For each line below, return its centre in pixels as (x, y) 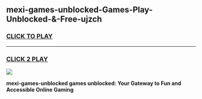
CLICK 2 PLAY (27, 59)
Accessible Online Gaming (40, 89)
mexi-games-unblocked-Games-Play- (80, 10)
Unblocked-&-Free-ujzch (54, 19)
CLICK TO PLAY (29, 37)
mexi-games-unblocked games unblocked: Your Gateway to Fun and (94, 83)
